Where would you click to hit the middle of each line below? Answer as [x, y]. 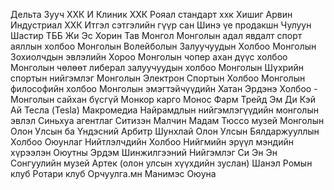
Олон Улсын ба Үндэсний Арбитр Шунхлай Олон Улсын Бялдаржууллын [165, 131]
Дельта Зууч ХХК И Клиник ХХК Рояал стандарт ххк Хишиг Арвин [151, 14]
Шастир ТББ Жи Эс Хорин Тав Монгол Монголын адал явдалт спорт [156, 35]
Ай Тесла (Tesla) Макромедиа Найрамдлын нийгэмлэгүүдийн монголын [164, 110]
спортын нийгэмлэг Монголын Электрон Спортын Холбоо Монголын [158, 78]
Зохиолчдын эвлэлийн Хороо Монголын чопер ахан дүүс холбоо [149, 57]
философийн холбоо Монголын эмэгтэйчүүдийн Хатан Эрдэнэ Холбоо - [164, 88]
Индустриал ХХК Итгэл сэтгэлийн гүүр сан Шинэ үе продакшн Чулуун [161, 25]
